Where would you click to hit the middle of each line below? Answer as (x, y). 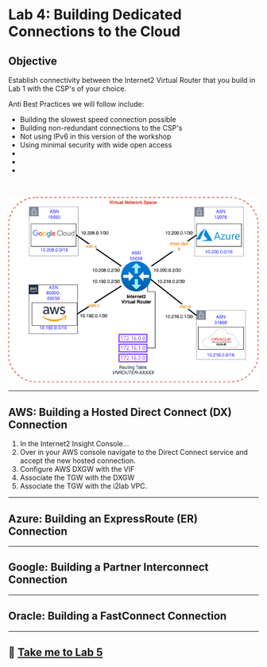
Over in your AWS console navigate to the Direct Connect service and (134, 453)
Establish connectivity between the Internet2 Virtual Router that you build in (132, 80)
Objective (33, 61)
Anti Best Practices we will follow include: (76, 104)
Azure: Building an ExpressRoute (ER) (103, 518)
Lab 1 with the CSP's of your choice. (68, 88)
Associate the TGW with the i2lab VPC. (83, 486)
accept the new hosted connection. (78, 461)
